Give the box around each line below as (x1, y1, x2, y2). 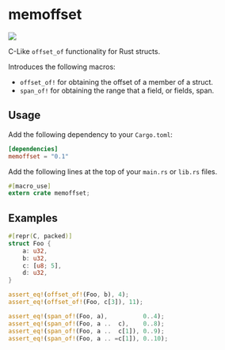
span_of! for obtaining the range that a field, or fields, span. (19, 86, 215, 95)
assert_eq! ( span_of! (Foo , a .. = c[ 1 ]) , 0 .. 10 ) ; (8, 334, 169, 342)
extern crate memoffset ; (8, 189, 90, 197)
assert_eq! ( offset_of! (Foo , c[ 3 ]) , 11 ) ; (8, 299, 144, 306)
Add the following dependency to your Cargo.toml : (8, 129, 173, 139)
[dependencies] (8, 145, 59, 153)
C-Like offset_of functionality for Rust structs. (8, 46, 161, 56)
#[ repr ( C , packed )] (8, 232, 73, 241)
